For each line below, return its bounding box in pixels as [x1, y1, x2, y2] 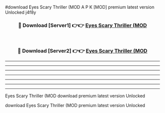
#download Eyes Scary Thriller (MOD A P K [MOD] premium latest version [5, 4, 155, 10]
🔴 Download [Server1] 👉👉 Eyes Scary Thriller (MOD [18, 22, 147, 28]
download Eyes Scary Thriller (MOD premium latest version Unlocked [5, 102, 145, 108]
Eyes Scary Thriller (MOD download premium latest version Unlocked [5, 93, 145, 99]
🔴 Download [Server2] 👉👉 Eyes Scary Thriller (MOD [17, 48, 148, 55]
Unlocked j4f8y [5, 9, 36, 15]
